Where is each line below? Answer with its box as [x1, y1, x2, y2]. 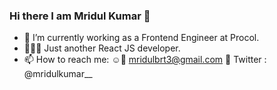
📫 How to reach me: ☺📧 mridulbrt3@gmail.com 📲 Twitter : [23, 54, 267, 66]
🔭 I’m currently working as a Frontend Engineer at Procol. [23, 32, 260, 44]
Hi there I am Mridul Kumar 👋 [9, 9, 151, 23]
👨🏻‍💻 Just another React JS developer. [23, 42, 181, 54]
